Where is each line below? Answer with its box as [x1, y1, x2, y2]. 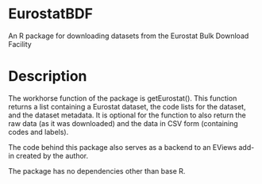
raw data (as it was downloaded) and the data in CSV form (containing [8, 118, 238, 128]
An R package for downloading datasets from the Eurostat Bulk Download [8, 31, 249, 40]
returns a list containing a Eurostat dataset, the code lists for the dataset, [8, 102, 246, 111]
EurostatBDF [8, 5, 94, 23]
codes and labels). [8, 127, 69, 136]
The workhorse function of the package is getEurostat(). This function [8, 93, 237, 103]
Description [8, 67, 87, 86]
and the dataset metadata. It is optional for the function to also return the [8, 110, 246, 120]
